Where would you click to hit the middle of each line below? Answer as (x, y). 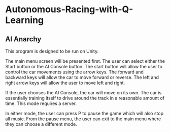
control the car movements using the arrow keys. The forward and (74, 72)
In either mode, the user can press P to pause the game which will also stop (84, 113)
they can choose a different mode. (41, 124)
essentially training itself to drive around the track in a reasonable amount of (85, 98)
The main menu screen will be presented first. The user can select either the (85, 61)
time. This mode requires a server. (41, 103)
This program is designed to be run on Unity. (52, 51)
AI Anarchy (23, 39)
